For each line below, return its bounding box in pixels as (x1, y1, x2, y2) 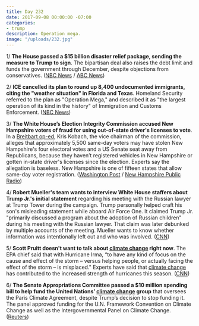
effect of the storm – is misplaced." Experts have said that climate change (6, 263, 186, 271)
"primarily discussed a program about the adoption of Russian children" (6, 214, 182, 221)
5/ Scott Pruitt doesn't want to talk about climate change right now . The (6, 245, 186, 252)
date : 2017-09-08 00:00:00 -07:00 (6, 14, 92, 20)
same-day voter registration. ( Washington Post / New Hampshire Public (6, 171, 181, 178)
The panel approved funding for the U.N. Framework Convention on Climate (6, 300, 191, 308)
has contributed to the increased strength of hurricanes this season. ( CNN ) (6, 270, 190, 277)
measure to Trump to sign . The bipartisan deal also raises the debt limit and (6, 59, 193, 66)
